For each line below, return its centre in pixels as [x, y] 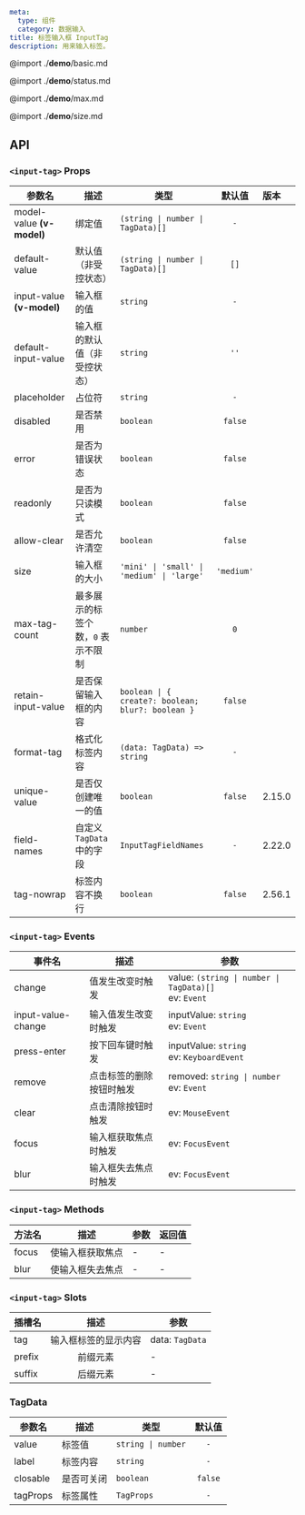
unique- [32, 791]
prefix [26, 1357]
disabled [32, 421]
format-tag [38, 752]
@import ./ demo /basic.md [59, 64]
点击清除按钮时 [121, 1106]
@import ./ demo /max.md [57, 98]
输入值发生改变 [121, 1015]
